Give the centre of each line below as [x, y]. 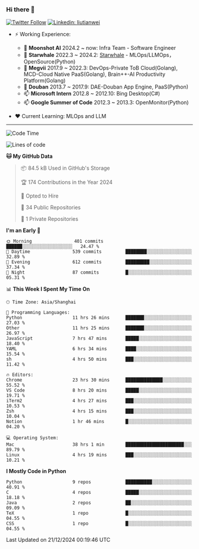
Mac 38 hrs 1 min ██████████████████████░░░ [99, 445]
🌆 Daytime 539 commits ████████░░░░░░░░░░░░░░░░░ [99, 252]
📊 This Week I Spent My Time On [48, 289]
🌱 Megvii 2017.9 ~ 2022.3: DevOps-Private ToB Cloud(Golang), [100, 68]
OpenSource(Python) [49, 62]
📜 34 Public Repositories [51, 208]
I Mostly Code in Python [36, 471]
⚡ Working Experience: [43, 34]
